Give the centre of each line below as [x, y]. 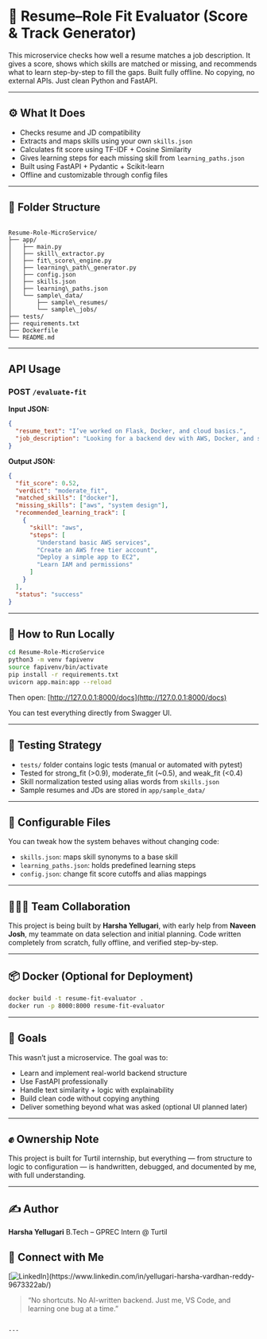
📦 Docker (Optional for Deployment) [101, 976]
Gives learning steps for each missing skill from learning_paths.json [132, 158]
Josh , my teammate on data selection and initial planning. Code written [125, 934]
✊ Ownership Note [54, 1139]
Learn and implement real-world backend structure [103, 1073]
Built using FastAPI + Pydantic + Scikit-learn [92, 166]
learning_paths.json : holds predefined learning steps [108, 866]
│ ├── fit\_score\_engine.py [60, 261]
